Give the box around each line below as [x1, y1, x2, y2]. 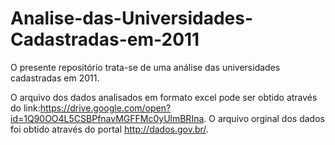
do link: [10, 102, 41, 114]
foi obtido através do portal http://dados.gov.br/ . [10, 123, 209, 135]
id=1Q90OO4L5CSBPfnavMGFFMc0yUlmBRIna [10, 112, 205, 124]
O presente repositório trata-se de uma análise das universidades [10, 61, 281, 73]
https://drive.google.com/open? [39, 102, 172, 114]
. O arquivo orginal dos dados [203, 112, 325, 124]
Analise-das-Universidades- [10, 7, 254, 30]
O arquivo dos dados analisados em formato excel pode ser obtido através [10, 91, 318, 103]
